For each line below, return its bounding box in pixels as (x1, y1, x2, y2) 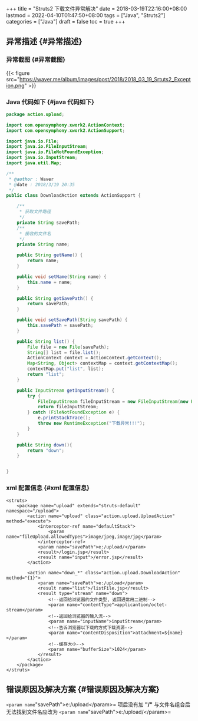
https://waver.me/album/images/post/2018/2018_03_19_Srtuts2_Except (19, 75, 191, 82)
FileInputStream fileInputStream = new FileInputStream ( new (37, 398, 189, 405)
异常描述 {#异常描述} (6, 37, 82, 47)
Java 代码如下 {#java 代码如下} (6, 98, 95, 106)
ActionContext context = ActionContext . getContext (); (27, 355, 162, 361)
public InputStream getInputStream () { (16, 388, 115, 393)
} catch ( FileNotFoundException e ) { (27, 409, 120, 415)
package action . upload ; (6, 111, 65, 117)
